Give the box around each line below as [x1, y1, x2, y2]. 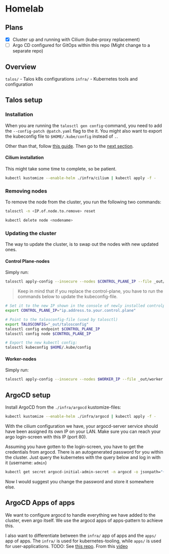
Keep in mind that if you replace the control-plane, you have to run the [17, 288, 163, 294]
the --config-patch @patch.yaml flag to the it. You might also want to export [5, 128, 162, 134]
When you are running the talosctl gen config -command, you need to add [5, 122, 162, 129]
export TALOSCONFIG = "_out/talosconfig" [5, 321, 89, 327]
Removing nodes [5, 187, 48, 194]
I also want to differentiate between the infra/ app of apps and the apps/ [5, 532, 157, 538]
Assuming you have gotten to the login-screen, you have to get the [5, 444, 144, 450]
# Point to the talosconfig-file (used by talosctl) [5, 317, 118, 322]
